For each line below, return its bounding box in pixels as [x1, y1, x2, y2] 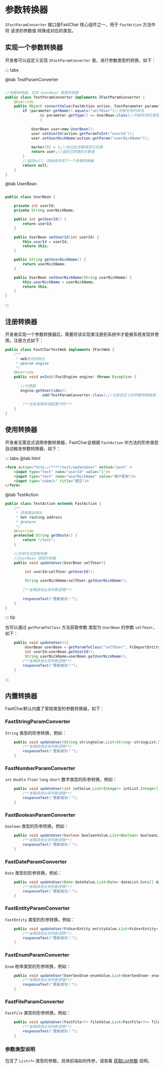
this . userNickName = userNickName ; [22, 280, 95, 284]
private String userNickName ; [14, 208, 76, 213]
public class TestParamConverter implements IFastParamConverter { [5, 95, 145, 100]
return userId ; [22, 221, 54, 226]
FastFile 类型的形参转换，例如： [5, 1010, 71, 1016]
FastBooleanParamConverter [5, 811, 76, 818]
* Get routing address [16, 515, 62, 520]
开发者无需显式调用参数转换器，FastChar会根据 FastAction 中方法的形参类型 [5, 439, 159, 445]
